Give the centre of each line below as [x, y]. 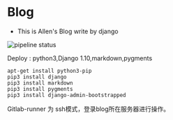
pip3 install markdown [40, 83]
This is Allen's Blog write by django [68, 31]
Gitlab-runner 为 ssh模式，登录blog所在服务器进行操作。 [89, 109]
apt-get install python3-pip [50, 71]
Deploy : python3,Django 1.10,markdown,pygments [80, 58]
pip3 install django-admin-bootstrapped [67, 95]
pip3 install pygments [40, 89]
